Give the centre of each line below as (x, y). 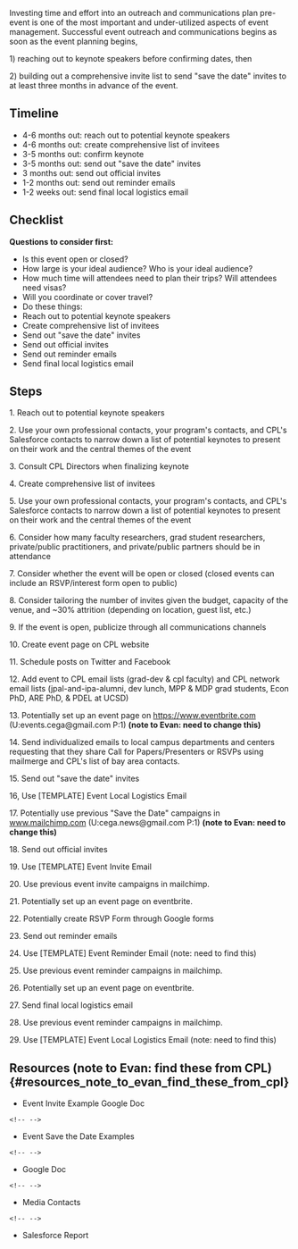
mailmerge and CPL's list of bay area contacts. (95, 761)
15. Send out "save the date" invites (74, 779)
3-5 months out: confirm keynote (83, 154)
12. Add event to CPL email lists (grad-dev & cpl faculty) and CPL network (145, 679)
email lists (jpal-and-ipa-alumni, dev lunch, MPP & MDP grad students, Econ (149, 689)
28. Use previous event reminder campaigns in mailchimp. (116, 1023)
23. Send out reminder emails (63, 936)
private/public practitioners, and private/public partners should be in (135, 547)
